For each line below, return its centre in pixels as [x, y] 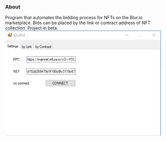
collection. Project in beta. [32, 28]
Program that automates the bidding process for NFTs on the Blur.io [74, 18]
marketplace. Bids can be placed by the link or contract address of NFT [78, 23]
